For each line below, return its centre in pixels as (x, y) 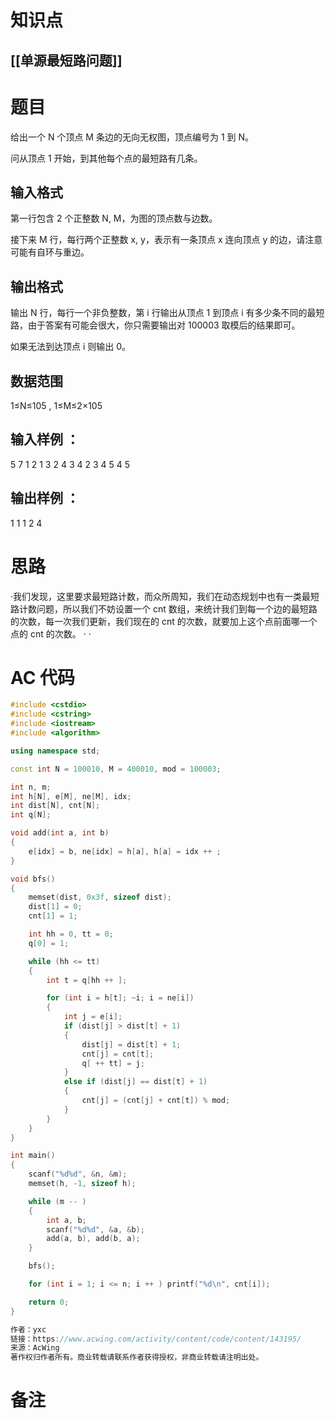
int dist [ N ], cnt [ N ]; (55, 806)
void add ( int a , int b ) (60, 833)
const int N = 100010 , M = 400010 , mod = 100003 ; (116, 769)
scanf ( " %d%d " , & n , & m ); (78, 1174)
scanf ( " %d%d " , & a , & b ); (95, 1229)
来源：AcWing (35, 1348)
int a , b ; (66, 1220)
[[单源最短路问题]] (66, 60)
